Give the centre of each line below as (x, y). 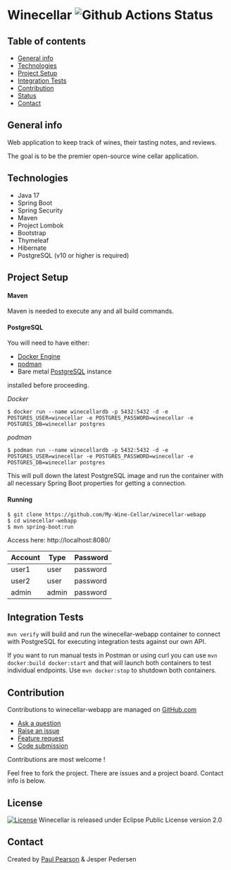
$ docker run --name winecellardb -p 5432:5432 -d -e (88, 412)
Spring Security (40, 210)
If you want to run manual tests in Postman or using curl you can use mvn (112, 655)
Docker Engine (39, 357)
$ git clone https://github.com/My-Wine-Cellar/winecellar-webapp (107, 514)
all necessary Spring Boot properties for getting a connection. (97, 483)
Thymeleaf (33, 240)
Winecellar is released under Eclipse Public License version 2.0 (130, 820)
